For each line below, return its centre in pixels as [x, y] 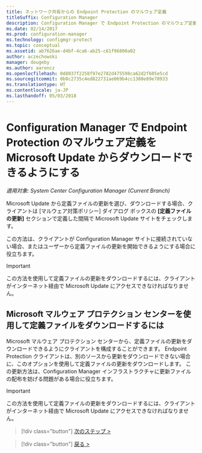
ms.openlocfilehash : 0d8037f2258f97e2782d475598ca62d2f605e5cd [87, 73]
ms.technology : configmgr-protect [50, 40]
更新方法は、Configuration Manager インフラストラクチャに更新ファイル [101, 371]
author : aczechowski [32, 57]
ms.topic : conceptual [33, 46]
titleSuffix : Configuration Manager [52, 17]
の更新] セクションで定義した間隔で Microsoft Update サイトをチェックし [97, 218]
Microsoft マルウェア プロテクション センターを [95, 314]
